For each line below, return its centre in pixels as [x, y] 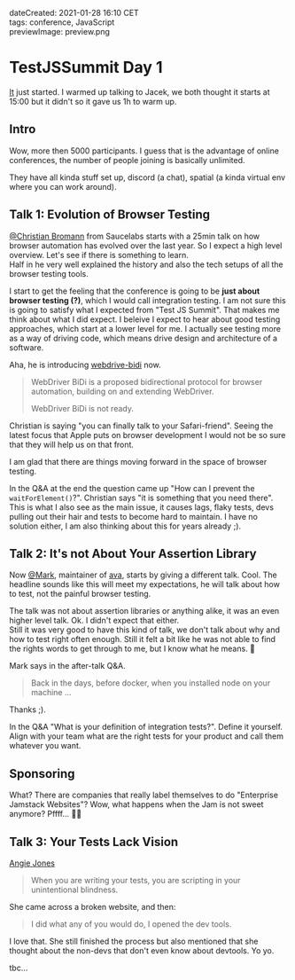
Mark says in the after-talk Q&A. [67, 666]
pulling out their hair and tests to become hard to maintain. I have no [134, 516]
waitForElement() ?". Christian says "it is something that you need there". [141, 498]
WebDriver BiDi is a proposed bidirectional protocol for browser [147, 381]
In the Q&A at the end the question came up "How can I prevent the [132, 488]
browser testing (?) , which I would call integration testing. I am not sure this [147, 300]
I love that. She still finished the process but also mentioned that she [134, 941]
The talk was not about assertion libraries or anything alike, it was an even [144, 611]
